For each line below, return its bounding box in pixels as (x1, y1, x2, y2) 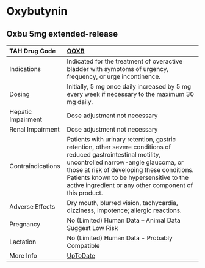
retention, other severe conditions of (67, 143, 171, 151)
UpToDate (67, 251, 96, 259)
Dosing (9, 90, 30, 99)
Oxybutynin (6, 4, 68, 18)
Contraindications (9, 162, 60, 170)
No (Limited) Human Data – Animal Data (67, 216, 181, 225)
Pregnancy (9, 220, 41, 228)
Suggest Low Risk (67, 224, 118, 232)
